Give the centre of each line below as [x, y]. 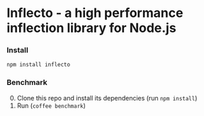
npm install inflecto [39, 65]
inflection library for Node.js [91, 28]
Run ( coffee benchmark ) [51, 105]
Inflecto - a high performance [95, 13]
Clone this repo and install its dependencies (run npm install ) [107, 98]
